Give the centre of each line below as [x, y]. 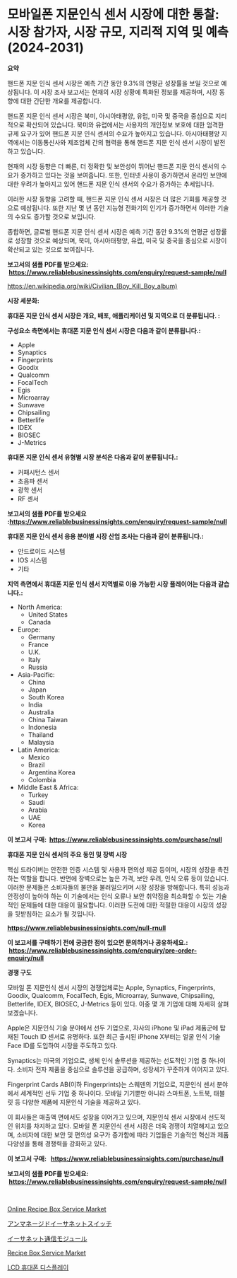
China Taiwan [48, 719]
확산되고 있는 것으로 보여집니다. [51, 249]
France [38, 644]
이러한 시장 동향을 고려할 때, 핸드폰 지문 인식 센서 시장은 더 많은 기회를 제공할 [114, 199]
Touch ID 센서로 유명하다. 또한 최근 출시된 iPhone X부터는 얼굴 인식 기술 [120, 1036]
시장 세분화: [24, 301]
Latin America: [38, 750]
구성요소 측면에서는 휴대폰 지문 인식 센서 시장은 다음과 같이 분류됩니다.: [104, 330]
